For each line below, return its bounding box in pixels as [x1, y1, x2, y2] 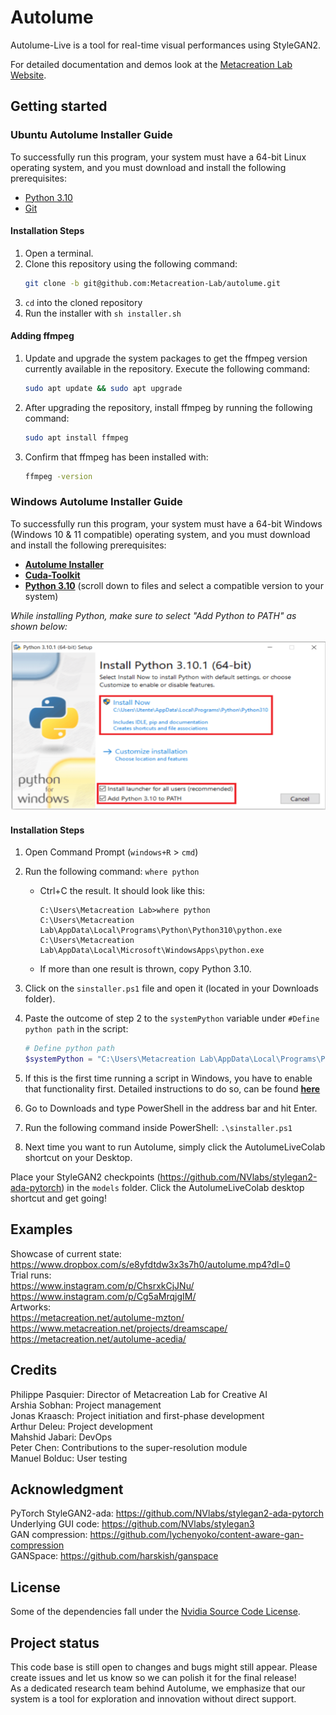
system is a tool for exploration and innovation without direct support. [10, 1693, 297, 1705]
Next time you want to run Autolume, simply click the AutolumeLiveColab [24, 1141, 326, 1153]
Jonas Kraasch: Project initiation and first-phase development [10, 1409, 265, 1421]
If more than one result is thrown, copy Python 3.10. [39, 963, 252, 975]
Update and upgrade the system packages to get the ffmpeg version [24, 352, 308, 364]
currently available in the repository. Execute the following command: [24, 362, 311, 375]
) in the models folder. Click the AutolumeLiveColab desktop [61, 1181, 305, 1193]
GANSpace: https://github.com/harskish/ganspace [10, 1550, 219, 1562]
